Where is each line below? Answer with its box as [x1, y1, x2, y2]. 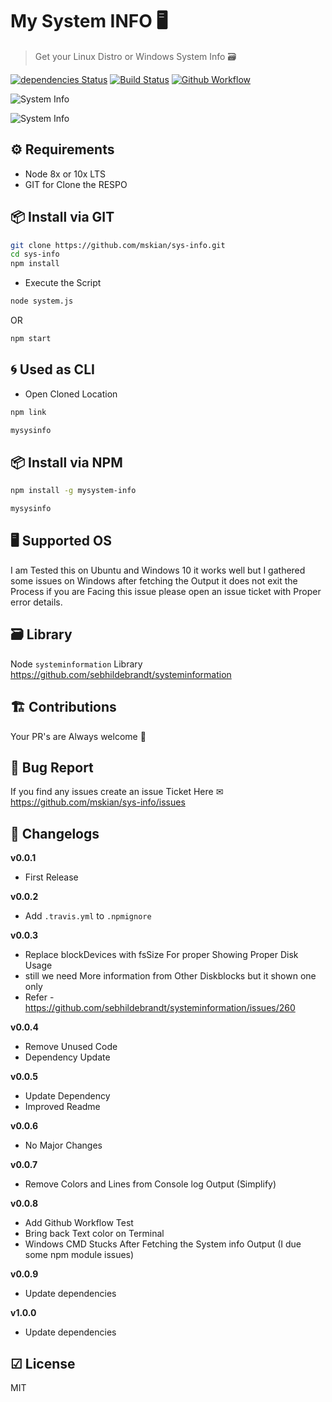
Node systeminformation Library [10, 658, 143, 670]
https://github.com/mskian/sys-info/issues [10, 796, 186, 808]
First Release [24, 871, 79, 883]
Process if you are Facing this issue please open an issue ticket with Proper [10, 585, 322, 597]
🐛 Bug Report [10, 759, 94, 776]
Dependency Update [24, 1051, 111, 1063]
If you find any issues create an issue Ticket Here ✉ [10, 786, 224, 798]
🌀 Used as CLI [10, 361, 95, 378]
